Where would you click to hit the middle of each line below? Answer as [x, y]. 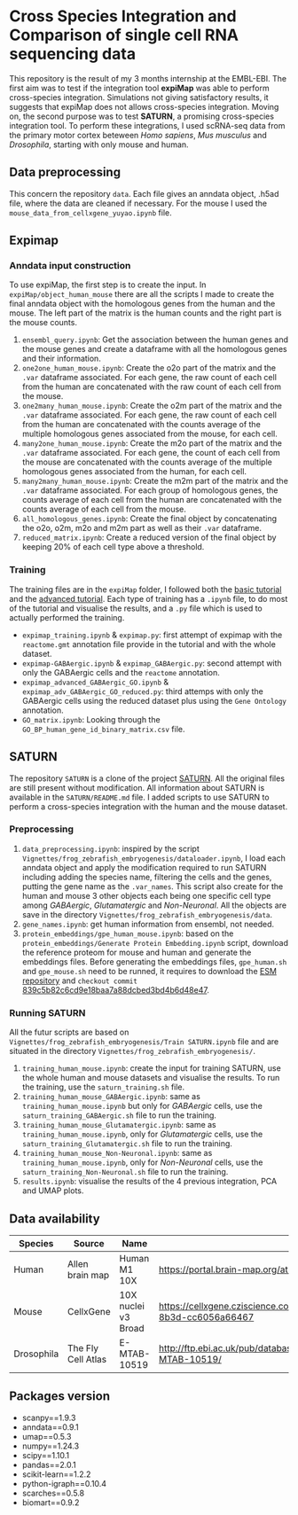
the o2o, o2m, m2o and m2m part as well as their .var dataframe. [141, 528]
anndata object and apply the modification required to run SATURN [144, 867]
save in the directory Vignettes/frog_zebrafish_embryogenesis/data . [147, 914]
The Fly [83, 1347]
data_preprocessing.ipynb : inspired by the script [110, 848]
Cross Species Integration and [123, 16]
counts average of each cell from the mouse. [104, 509]
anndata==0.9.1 [50, 1427]
